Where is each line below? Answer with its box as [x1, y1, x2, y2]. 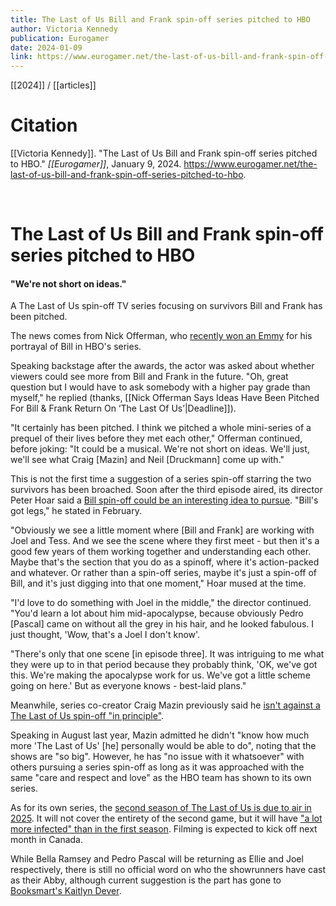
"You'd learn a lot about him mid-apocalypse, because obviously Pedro [10, 607, 304, 620]
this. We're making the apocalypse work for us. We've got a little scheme [10, 669, 311, 681]
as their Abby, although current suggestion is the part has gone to [10, 874, 282, 886]
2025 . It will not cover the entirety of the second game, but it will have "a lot [10, 812, 323, 825]
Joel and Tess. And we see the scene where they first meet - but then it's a [10, 535, 320, 547]
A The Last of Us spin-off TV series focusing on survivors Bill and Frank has [10, 300, 323, 312]
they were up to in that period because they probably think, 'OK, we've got [10, 659, 318, 671]
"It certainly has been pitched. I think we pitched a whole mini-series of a [10, 422, 312, 434]
